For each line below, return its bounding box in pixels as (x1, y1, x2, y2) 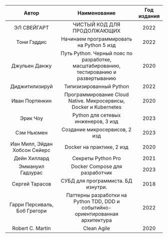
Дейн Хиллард (13, 155, 49, 161)
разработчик (80, 169, 112, 176)
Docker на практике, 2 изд (64, 143, 128, 150)
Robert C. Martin (12, 225, 51, 231)
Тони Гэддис (16, 38, 47, 45)
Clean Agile (83, 225, 110, 231)
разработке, (81, 56, 111, 63)
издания (138, 12, 160, 19)
